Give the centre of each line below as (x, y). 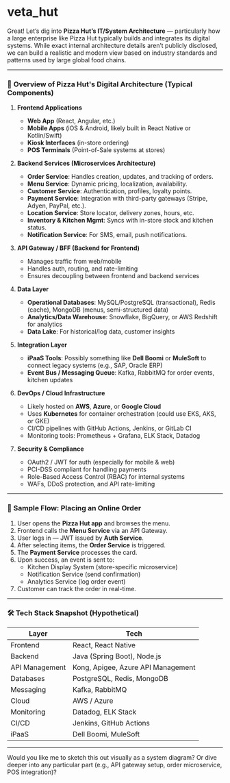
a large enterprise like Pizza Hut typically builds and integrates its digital (108, 38)
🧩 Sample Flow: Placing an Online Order (74, 508)
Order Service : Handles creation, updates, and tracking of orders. (120, 177)
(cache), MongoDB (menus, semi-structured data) (98, 310)
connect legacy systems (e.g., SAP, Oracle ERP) (95, 365)
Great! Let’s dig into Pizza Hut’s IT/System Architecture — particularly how (114, 31)
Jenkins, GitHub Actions (111, 723)
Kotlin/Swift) (44, 136)
